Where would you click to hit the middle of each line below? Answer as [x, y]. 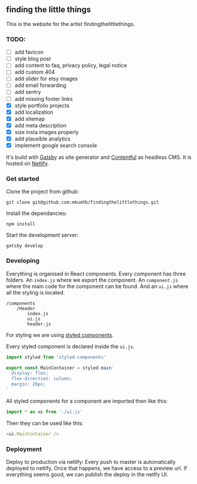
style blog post [33, 59]
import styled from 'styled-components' [56, 357]
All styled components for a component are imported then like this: [87, 401]
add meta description [40, 125]
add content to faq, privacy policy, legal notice [71, 66]
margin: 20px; [29, 384]
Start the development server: [42, 235]
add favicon [29, 52]
